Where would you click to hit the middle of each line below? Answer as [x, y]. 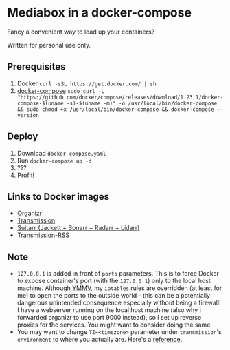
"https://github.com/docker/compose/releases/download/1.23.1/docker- [120, 97]
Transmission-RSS [43, 235]
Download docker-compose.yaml [61, 153]
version [28, 115]
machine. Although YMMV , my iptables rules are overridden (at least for [119, 288]
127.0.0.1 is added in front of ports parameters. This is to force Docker [118, 274]
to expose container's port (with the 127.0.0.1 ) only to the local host [114, 281]
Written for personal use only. [49, 45]
